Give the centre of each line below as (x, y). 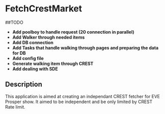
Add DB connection (33, 42)
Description (24, 85)
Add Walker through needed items (48, 37)
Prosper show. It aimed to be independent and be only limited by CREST (79, 102)
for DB (19, 53)
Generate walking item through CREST (53, 63)
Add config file (28, 58)
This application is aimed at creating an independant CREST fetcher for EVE (82, 96)
